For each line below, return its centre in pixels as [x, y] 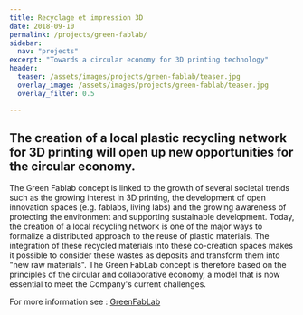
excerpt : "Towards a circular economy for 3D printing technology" [139, 60]
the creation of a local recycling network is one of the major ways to [136, 226]
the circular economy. [72, 166]
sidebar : [26, 43]
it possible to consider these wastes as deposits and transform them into [145, 255]
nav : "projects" [48, 52]
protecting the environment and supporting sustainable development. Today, [152, 217]
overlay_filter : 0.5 [56, 93]
